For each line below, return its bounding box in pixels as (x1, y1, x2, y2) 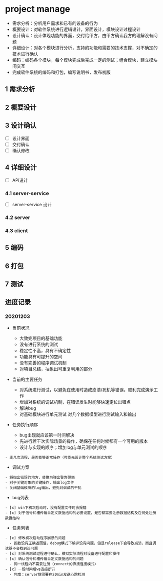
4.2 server (5, 214, 30, 221)
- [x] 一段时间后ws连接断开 (5, 567, 56, 572)
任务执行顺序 (12, 421, 38, 427)
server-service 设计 (12, 201, 52, 207)
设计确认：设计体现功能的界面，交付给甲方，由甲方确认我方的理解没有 (12, 32, 154, 38)
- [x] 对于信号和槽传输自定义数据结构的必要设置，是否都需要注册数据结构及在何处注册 (5, 510, 156, 515)
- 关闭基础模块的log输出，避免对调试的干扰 (5, 485, 81, 490)
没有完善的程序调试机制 (19, 360, 67, 365)
